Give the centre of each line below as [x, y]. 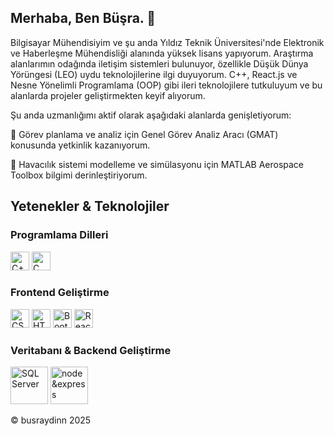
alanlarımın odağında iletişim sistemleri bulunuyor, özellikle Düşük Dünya [159, 63]
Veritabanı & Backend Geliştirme [91, 350]
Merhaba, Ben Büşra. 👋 [83, 18]
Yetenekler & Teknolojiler [90, 206]
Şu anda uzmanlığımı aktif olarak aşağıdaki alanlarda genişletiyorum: [151, 115]
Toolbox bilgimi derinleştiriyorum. [79, 175]
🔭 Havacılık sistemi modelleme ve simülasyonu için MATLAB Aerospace [157, 164]
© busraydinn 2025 [51, 420]
